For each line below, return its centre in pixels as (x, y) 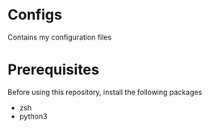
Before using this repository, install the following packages (105, 92)
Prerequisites (54, 70)
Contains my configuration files (60, 37)
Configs (35, 15)
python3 (33, 116)
